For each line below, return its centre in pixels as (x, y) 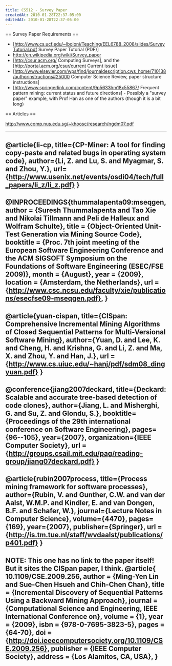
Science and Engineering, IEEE (108, 608)
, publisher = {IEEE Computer (94, 648)
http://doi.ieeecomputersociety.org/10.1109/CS (85, 641)
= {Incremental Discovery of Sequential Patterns (84, 592)
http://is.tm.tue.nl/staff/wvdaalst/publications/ (85, 535)
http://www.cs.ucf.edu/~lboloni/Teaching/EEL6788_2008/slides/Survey (90, 44)
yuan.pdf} (22, 372)
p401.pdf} (22, 543)
